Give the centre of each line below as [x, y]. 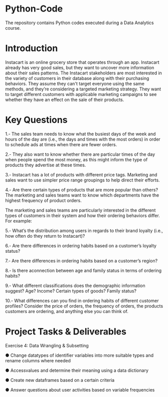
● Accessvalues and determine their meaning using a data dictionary [77, 370]
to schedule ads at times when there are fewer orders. [61, 144]
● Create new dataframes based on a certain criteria [60, 380]
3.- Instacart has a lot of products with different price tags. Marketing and [81, 174]
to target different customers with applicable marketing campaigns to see [81, 94]
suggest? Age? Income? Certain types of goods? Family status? [71, 291]
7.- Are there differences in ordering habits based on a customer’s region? [81, 261]
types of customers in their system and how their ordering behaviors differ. [83, 215]
